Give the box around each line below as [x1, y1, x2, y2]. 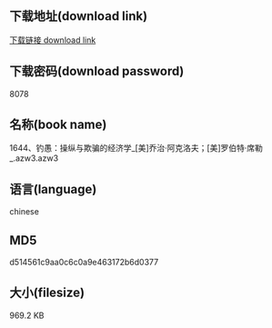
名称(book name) [9, 117, 107, 133]
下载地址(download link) [9, 8, 148, 25]
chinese [9, 206, 39, 217]
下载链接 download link [9, 35, 96, 45]
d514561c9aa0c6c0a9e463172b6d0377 [9, 257, 159, 268]
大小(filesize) [9, 285, 85, 301]
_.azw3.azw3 [9, 153, 59, 164]
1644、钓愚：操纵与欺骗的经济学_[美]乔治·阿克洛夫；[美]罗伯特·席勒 [9, 143, 264, 154]
